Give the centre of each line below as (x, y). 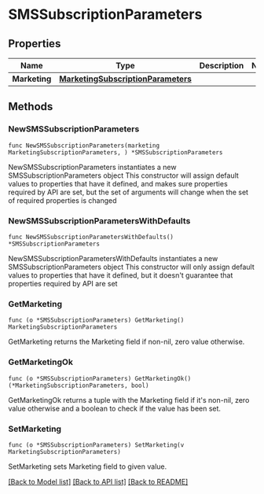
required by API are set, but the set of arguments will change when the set (128, 192)
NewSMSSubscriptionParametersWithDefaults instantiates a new (113, 258)
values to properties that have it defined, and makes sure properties (118, 183)
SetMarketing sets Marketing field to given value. (88, 466)
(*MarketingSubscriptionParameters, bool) (79, 385)
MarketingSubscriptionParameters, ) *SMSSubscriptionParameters (115, 152)
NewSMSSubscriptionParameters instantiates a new (92, 167)
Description (222, 66)
